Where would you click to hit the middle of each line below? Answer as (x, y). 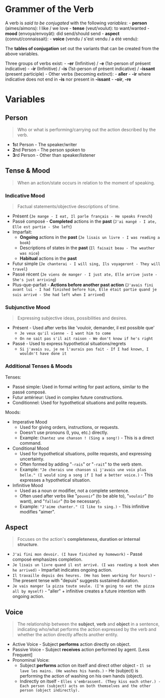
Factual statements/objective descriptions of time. (68, 206)
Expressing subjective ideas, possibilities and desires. (72, 318)
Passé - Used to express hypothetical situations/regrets (69, 344)
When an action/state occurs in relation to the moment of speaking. (86, 183)
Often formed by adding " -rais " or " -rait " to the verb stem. (81, 464)
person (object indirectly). (50, 691)
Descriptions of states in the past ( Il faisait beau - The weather (87, 248)
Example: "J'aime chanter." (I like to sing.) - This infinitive (84, 506)
